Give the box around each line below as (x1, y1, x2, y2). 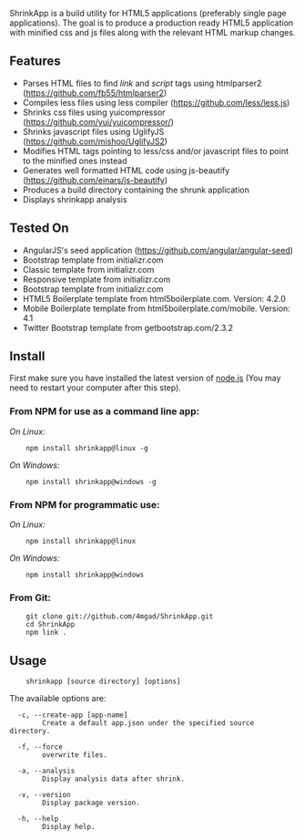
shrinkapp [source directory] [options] (25, 677, 181, 687)
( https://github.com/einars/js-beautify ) (22, 174, 168, 185)
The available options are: (9, 693, 106, 704)
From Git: (9, 591, 52, 604)
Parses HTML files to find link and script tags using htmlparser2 (22, 78, 262, 88)
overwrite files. (42, 751, 107, 760)
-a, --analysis (17, 766, 76, 776)
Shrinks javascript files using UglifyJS (22, 126, 165, 137)
